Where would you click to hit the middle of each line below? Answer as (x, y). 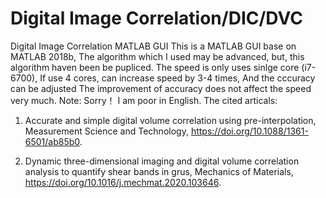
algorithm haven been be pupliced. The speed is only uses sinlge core (155, 67)
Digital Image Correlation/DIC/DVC (156, 18)
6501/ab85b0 (52, 141)
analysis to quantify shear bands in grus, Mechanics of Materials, (159, 171)
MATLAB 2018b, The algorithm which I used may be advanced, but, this (157, 56)
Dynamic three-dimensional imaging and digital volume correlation (162, 161)
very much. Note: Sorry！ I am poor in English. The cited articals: (144, 100)
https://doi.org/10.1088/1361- (249, 131)
